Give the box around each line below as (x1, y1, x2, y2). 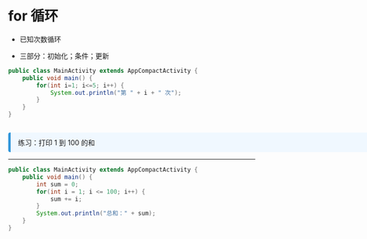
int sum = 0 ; (36, 180, 79, 188)
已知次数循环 (19, 34, 61, 44)
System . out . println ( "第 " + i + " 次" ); (49, 89, 182, 96)
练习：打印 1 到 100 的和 (18, 138, 96, 147)
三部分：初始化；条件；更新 (19, 51, 110, 60)
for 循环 (8, 7, 59, 25)
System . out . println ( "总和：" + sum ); (36, 209, 156, 218)
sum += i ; (49, 195, 82, 203)
